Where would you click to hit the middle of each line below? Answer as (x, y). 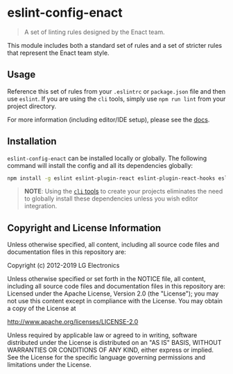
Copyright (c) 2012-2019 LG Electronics (63, 266)
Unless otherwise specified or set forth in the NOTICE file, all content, (106, 279)
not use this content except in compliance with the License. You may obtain (115, 301)
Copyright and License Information (84, 228)
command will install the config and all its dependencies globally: (100, 165)
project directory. (32, 106)
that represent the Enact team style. (58, 53)
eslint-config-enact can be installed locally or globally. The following (107, 158)
